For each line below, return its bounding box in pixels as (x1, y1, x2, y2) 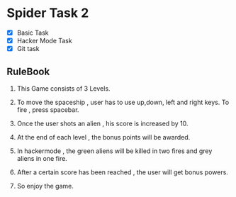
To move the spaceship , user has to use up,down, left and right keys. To (16, 98, 230, 106)
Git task (16, 45, 40, 53)
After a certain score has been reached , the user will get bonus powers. (16, 168, 228, 176)
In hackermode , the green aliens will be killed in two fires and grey (16, 147, 213, 155)
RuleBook (6, 65, 50, 77)
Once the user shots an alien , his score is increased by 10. (16, 119, 189, 128)
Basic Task (16, 28, 49, 37)
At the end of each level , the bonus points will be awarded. (16, 133, 191, 141)
